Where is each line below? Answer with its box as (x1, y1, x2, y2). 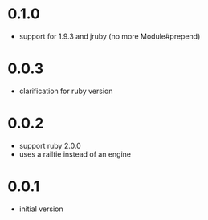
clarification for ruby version (18, 86, 113, 96)
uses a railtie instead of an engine (18, 149, 132, 159)
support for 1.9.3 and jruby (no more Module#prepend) (18, 31, 201, 41)
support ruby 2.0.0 (18, 141, 81, 150)
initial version (18, 204, 63, 214)
